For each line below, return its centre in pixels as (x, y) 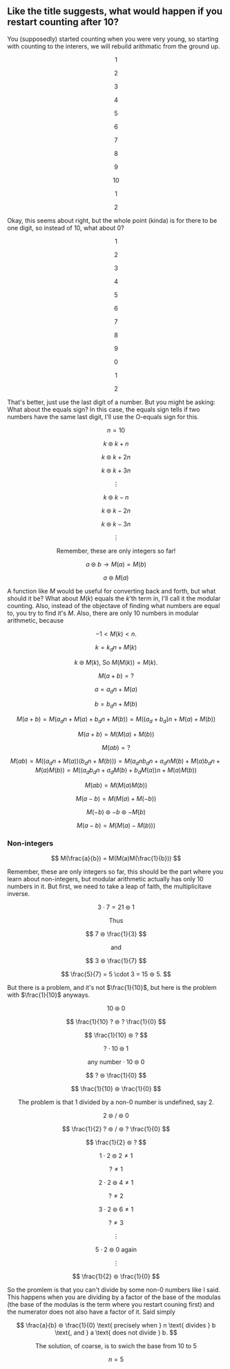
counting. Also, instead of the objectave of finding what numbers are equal (114, 605)
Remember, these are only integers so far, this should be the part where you (115, 872)
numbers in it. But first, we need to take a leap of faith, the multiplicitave (109, 886)
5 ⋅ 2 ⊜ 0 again (116, 1249)
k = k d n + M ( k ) (116, 648)
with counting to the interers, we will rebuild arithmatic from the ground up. (114, 46)
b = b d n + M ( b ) (116, 705)
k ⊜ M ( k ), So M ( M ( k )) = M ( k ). (116, 662)
